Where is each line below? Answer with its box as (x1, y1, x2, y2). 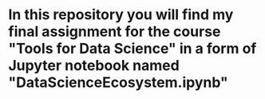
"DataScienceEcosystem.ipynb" (8, 73, 229, 92)
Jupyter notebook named (8, 57, 180, 75)
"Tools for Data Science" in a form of (8, 40, 257, 57)
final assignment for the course (8, 22, 221, 41)
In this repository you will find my (8, 6, 234, 24)
